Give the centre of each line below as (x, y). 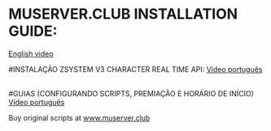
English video (31, 53)
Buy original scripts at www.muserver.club (79, 117)
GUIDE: (33, 31)
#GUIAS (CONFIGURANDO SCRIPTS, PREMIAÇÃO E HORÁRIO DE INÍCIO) (131, 93)
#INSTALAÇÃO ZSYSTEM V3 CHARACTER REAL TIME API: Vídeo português (135, 69)
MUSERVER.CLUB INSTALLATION (123, 14)
